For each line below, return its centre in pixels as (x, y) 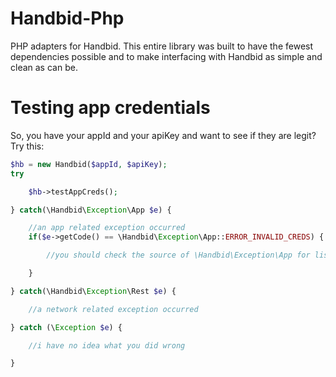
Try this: (27, 146)
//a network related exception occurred (113, 309)
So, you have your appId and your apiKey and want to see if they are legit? (163, 135)
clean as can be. (44, 67)
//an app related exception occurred (107, 228)
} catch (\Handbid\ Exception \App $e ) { (91, 210)
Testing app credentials (110, 108)
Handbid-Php (67, 18)
